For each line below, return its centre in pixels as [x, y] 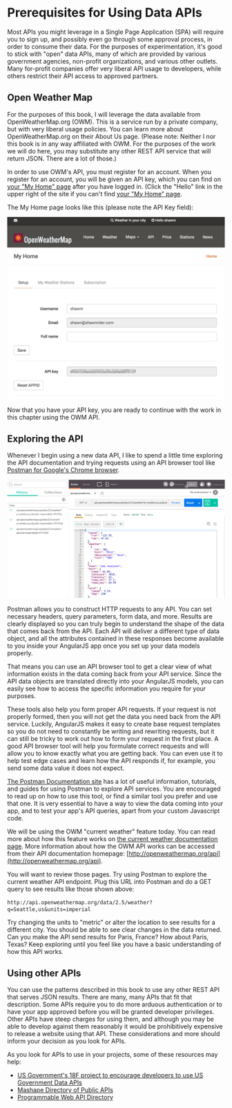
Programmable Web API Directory [65, 1098]
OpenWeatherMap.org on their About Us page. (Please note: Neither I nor [112, 136]
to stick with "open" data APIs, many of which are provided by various [107, 54]
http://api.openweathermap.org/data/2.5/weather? [80, 902]
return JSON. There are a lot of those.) [62, 158]
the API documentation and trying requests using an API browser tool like [111, 463]
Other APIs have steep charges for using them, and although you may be [110, 1019]
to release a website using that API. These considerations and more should [114, 1034]
